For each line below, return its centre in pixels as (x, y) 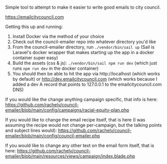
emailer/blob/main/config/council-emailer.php (53, 136)
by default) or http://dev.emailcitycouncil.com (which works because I (85, 79)
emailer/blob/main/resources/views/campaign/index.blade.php (70, 156)
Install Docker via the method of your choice (58, 36)
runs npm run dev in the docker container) (55, 68)
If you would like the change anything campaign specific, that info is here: (81, 99)
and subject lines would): (31, 130)
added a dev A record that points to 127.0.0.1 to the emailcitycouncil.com (87, 84)
